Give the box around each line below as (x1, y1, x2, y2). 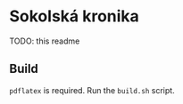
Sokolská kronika (9, 6, 140, 27)
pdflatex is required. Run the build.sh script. (9, 84, 176, 95)
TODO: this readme (9, 36, 80, 46)
